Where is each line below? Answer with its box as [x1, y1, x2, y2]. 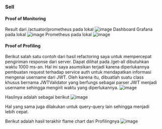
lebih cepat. [5, 109, 29, 115]
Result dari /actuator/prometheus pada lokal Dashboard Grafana [5, 26, 153, 32]
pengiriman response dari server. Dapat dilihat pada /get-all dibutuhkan [5, 59, 149, 64]
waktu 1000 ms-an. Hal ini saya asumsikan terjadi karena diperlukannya [5, 64, 150, 70]
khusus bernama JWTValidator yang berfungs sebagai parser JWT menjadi [5, 80, 158, 86]
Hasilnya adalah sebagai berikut [5, 94, 69, 100]
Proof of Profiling [5, 43, 41, 48]
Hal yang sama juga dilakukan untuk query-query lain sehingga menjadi [5, 104, 150, 109]
